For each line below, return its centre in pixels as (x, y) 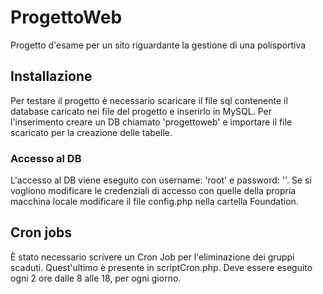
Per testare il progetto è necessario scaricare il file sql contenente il (149, 100)
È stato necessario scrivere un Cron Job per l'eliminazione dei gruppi (152, 257)
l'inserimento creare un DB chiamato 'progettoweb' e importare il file (151, 122)
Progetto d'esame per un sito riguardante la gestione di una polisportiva (158, 45)
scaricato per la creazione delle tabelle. (91, 132)
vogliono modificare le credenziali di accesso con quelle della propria (153, 191)
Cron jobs (41, 232)
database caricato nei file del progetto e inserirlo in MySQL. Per (141, 111)
